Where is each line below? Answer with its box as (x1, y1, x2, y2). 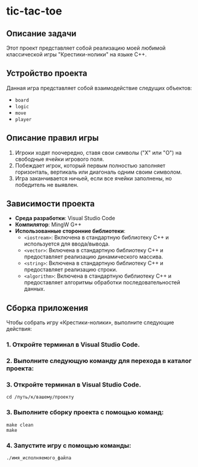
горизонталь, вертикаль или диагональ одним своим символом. (14, 168, 182, 175)
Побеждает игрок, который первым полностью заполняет (14, 162, 166, 169)
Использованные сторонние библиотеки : (14, 227, 126, 235)
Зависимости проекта (6, 198, 95, 209)
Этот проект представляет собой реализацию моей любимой (6, 44, 166, 51)
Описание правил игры (6, 133, 99, 143)
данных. (24, 286, 45, 293)
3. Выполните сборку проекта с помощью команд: (6, 408, 164, 417)
